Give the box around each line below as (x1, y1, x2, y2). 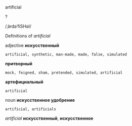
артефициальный (5, 79, 44, 84)
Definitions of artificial (5, 33, 51, 39)
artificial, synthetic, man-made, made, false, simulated (5, 52, 127, 57)
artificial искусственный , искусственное (5, 116, 93, 121)
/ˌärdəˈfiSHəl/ (5, 23, 32, 29)
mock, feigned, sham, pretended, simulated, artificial (5, 70, 123, 75)
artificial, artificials (5, 107, 56, 112)
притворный (5, 61, 33, 66)
